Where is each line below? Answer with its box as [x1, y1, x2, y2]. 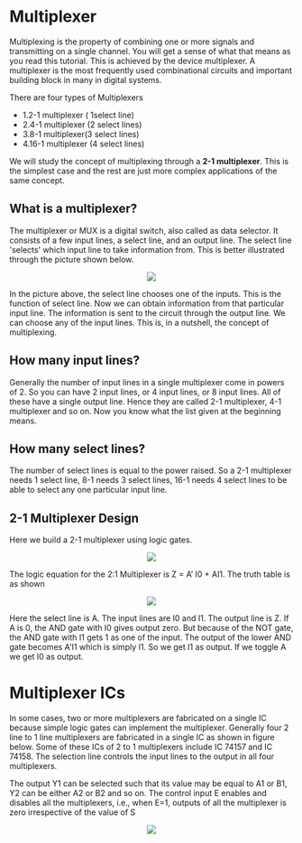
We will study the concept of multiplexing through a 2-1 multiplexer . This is [9, 155, 289, 166]
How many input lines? [9, 353, 141, 368]
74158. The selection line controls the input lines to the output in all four [9, 751, 275, 762]
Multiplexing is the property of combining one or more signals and [9, 36, 255, 47]
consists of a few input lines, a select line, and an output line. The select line [9, 235, 292, 245]
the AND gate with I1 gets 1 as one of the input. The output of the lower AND [9, 632, 291, 643]
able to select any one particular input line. [9, 485, 168, 496]
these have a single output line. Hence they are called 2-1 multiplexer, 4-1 [9, 395, 282, 407]
